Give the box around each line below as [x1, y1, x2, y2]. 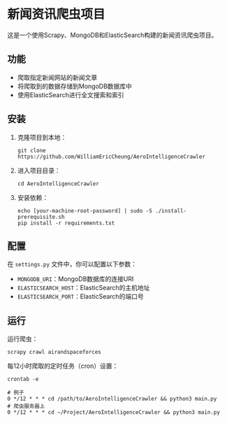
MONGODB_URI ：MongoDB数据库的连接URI [17, 275, 134, 283]
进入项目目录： [17, 166, 61, 175]
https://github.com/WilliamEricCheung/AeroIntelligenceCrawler [17, 153, 206, 160]
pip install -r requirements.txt [17, 220, 115, 227]
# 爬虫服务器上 [7, 403, 45, 410]
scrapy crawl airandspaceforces [7, 349, 101, 356]
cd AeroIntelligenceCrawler [17, 180, 99, 187]
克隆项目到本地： [17, 133, 67, 141]
